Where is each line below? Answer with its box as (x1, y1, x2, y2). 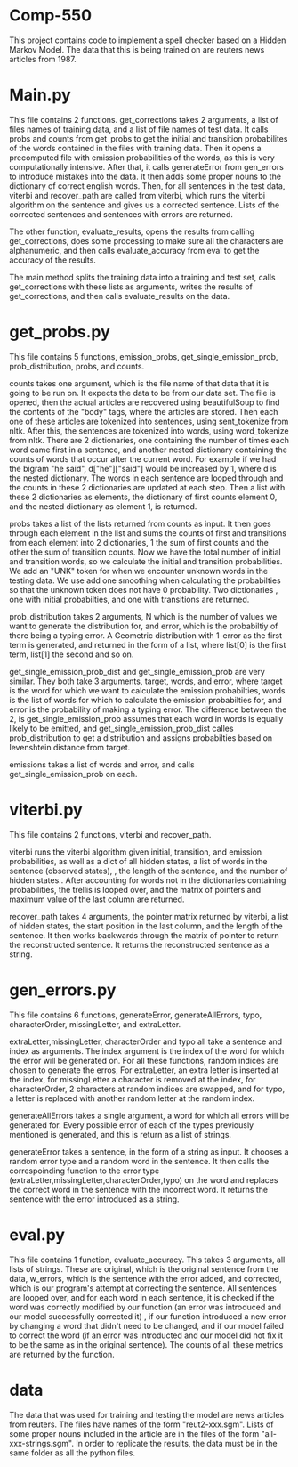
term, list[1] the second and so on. (9, 649, 134, 660)
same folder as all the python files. (9, 1447, 136, 1458)
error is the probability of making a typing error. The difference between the (9, 704, 287, 715)
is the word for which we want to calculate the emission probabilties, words (9, 685, 286, 695)
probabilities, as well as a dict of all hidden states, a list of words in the (9, 855, 268, 866)
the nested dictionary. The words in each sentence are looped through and (9, 473, 284, 483)
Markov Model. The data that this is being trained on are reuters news (9, 44, 265, 54)
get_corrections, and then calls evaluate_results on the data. (9, 290, 230, 301)
